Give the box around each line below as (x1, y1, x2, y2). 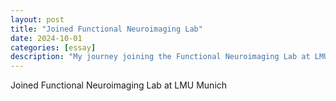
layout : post (10, 14, 65, 25)
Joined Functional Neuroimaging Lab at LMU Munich (10, 79, 228, 91)
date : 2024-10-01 (10, 33, 83, 43)
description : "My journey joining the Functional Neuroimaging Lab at (10, 52, 311, 62)
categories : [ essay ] (10, 42, 97, 53)
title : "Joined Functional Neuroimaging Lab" (10, 24, 203, 34)
